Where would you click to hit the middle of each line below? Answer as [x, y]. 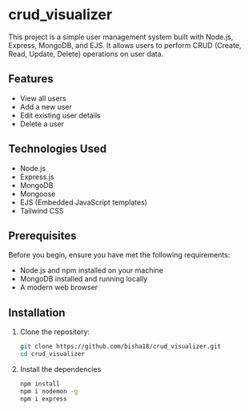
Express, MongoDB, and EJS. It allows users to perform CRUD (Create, [125, 45]
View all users [43, 98]
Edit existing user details [60, 115]
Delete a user [42, 124]
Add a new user [46, 106]
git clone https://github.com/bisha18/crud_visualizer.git [120, 347]
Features [31, 79]
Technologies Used [57, 149]
